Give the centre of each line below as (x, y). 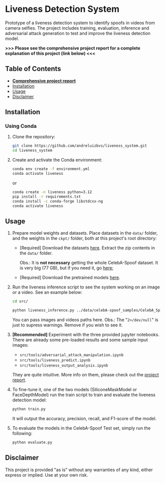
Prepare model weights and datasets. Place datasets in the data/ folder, (85, 233)
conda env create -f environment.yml (51, 169)
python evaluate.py (32, 442)
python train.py (29, 409)
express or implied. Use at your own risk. (47, 475)
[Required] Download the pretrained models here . (70, 278)
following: (22, 433)
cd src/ (20, 302)
